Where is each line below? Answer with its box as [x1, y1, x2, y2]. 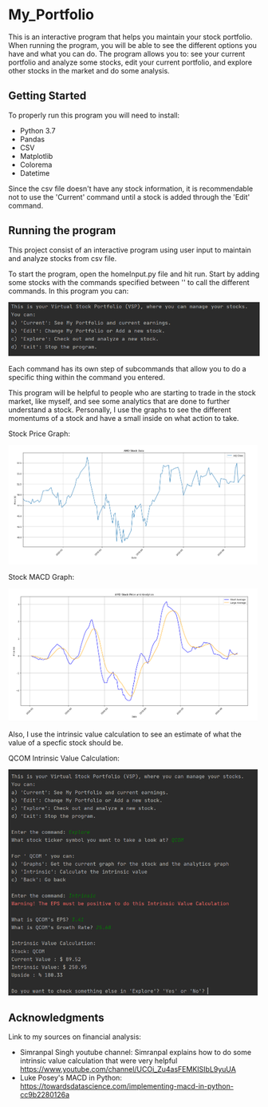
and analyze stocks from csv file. [8, 253, 117, 263]
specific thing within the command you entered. [8, 372, 165, 382]
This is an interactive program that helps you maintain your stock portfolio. [8, 32, 253, 42]
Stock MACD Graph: [8, 572, 74, 581]
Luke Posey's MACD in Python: [19, 1073, 122, 1083]
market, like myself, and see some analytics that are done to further [8, 396, 231, 406]
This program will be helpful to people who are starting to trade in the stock [8, 387, 257, 397]
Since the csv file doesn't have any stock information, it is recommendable [8, 184, 254, 193]
